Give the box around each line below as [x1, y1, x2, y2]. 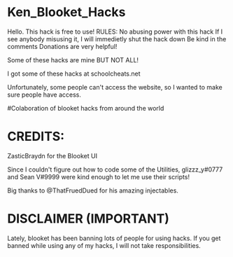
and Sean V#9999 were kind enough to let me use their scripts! [7, 172, 190, 181]
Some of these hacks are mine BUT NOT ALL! [7, 55, 139, 64]
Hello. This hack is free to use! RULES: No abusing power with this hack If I [7, 27, 223, 36]
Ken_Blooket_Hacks [7, 4, 126, 20]
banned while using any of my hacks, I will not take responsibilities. [7, 241, 201, 249]
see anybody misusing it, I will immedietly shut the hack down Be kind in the [7, 34, 227, 43]
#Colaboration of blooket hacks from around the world [7, 104, 164, 112]
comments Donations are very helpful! [7, 42, 118, 50]
